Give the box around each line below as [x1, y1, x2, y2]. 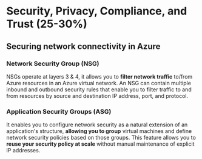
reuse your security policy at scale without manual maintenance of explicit [6, 140, 195, 148]
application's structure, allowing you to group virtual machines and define [6, 128, 192, 135]
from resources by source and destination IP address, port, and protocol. [6, 92, 189, 99]
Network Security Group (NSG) [6, 59, 99, 68]
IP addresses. [6, 147, 41, 154]
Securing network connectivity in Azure [6, 41, 161, 51]
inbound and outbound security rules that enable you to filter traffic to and [6, 86, 192, 93]
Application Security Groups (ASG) [6, 107, 112, 115]
